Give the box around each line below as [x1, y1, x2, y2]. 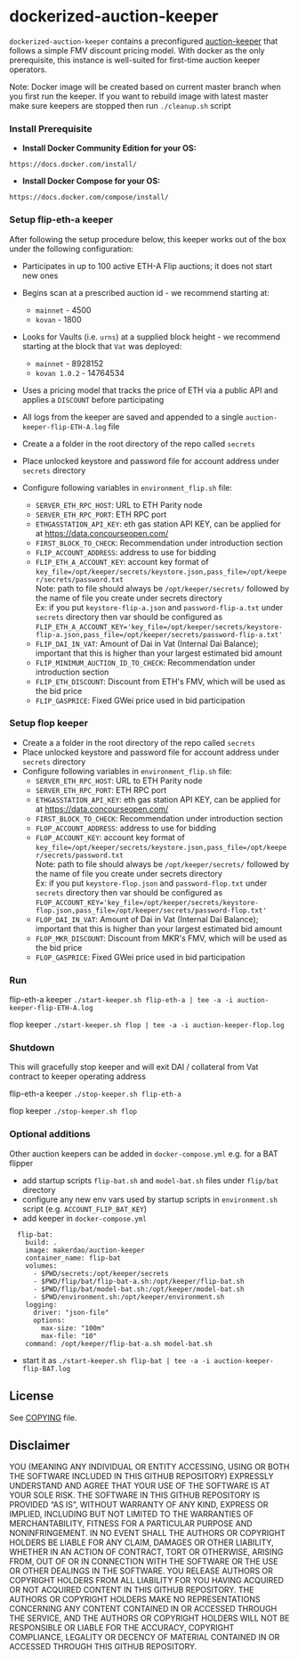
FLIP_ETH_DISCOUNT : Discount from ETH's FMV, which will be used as [35, 675, 286, 687]
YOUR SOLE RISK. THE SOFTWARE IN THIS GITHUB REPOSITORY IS [9, 1490, 261, 1500]
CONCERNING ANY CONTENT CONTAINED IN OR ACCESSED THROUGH [9, 1604, 278, 1614]
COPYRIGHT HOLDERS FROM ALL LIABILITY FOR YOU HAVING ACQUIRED [9, 1575, 285, 1586]
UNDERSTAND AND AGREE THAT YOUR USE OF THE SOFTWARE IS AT [9, 1481, 270, 1491]
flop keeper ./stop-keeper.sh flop [9, 1106, 138, 1116]
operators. [9, 64, 47, 75]
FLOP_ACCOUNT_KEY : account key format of [35, 831, 185, 843]
